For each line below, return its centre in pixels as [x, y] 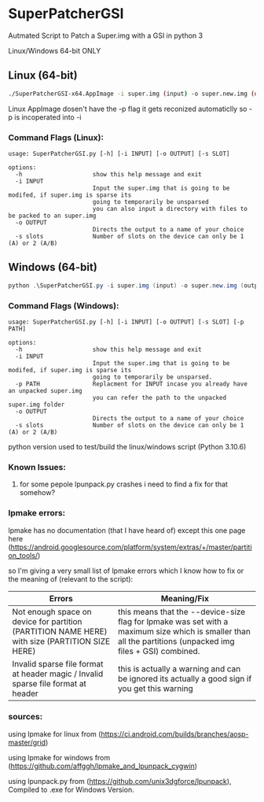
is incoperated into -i [48, 117]
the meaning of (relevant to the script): [71, 578]
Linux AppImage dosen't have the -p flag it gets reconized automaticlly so [128, 109]
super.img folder [37, 405]
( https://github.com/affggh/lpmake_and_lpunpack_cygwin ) [103, 766]
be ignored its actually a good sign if [185, 678]
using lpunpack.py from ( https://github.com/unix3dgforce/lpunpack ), [120, 781]
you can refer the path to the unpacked [159, 397]
